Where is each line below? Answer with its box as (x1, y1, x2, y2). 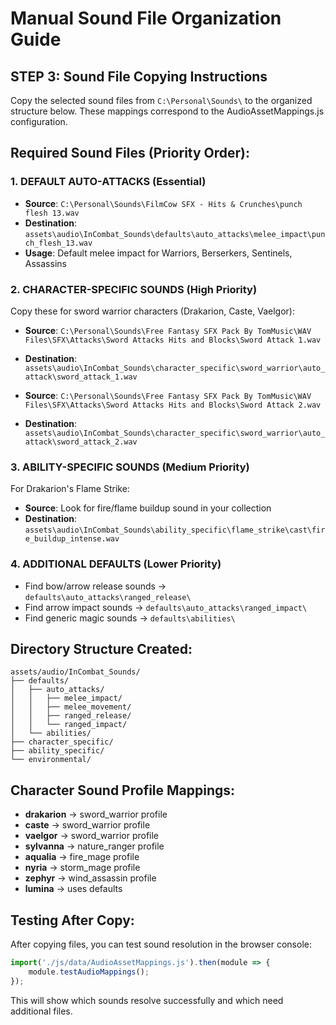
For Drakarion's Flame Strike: (10, 483, 130, 495)
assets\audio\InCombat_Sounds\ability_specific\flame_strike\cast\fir (24, 525, 326, 536)
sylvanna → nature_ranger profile (24, 840, 165, 852)
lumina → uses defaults (24, 883, 123, 895)
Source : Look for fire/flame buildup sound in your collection (24, 502, 272, 514)
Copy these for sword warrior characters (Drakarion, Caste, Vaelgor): (10, 305, 295, 317)
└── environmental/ (10, 755, 92, 765)
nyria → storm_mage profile (24, 862, 141, 874)
